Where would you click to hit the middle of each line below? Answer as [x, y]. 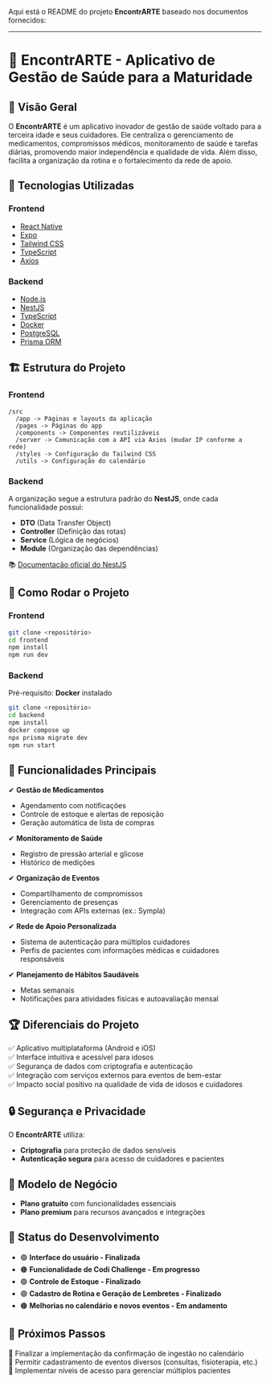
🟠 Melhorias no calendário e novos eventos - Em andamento [123, 1305]
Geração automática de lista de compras [87, 822]
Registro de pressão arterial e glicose [82, 853]
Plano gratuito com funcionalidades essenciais [98, 1203]
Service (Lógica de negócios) [69, 539]
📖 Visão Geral [43, 107]
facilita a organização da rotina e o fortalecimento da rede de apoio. [121, 161]
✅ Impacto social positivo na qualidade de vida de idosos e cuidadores [126, 1084]
